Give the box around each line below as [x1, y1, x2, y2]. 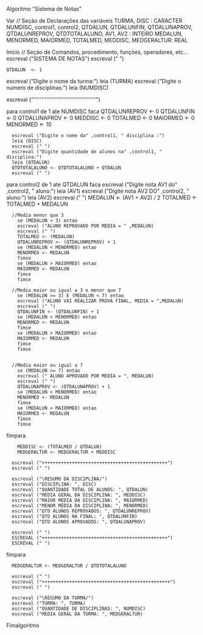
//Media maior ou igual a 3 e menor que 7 [12, 287, 121, 293]
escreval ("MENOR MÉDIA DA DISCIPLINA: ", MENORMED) [12, 503, 149, 509]
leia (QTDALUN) [12, 159, 51, 165]
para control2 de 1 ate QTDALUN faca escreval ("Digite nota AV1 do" [6, 181, 178, 188]
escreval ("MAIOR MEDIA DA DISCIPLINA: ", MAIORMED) [12, 497, 149, 503]
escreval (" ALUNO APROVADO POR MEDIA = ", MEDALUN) [17, 373, 154, 379]
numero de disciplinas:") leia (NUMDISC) [6, 84, 109, 91]
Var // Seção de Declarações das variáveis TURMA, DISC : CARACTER [6, 17, 183, 24]
